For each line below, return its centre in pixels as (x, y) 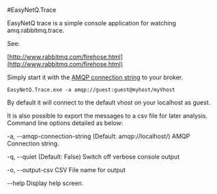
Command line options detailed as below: (65, 123)
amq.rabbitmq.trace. (36, 30)
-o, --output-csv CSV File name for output (67, 170)
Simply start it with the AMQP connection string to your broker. (95, 77)
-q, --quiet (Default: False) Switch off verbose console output (93, 157)
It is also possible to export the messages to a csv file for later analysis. (107, 116)
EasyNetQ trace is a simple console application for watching (91, 23)
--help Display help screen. (45, 183)
